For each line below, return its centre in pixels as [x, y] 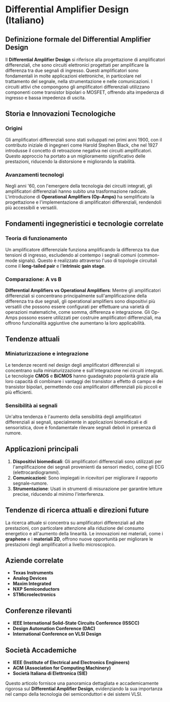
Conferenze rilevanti [39, 610]
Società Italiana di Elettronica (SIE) [50, 673]
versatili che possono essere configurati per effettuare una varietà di [77, 307]
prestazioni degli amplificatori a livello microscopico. [60, 544]
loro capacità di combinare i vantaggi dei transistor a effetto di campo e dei [84, 381]
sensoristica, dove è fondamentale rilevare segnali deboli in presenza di [81, 427]
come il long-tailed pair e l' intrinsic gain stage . [55, 266]
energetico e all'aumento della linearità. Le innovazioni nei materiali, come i [84, 533]
